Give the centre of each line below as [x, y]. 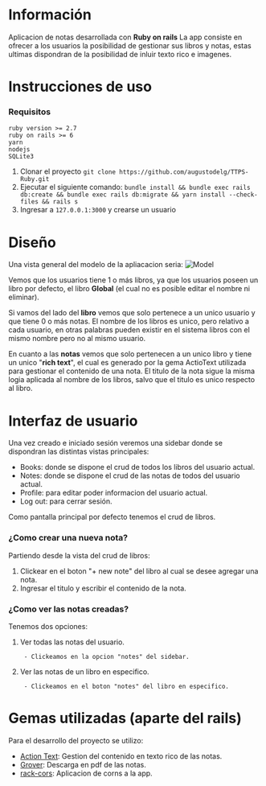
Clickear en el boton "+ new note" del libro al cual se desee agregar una [139, 571]
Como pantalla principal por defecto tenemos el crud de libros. [112, 517]
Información [50, 15]
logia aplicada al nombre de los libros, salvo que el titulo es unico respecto [132, 380]
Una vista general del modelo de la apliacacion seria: [96, 265]
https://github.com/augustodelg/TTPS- [184, 172]
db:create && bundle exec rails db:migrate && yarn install [123, 195]
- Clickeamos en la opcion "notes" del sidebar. [107, 656]
